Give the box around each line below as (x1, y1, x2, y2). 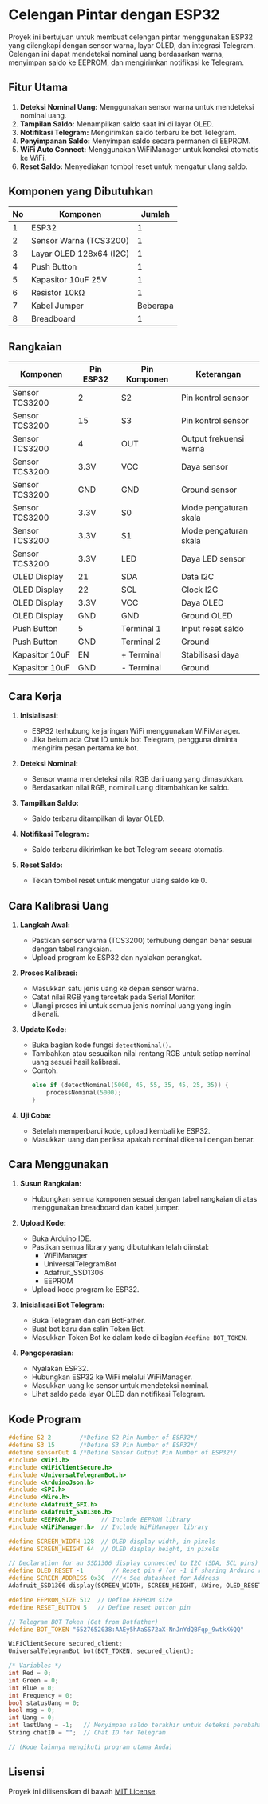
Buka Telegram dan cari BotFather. (31, 1316, 146, 1326)
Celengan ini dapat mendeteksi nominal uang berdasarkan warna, (8, 49, 225, 58)
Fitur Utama (8, 81, 69, 94)
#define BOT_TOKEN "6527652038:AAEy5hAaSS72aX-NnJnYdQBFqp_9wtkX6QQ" (8, 1626, 245, 1634)
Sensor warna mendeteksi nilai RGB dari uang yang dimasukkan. (31, 774, 244, 784)
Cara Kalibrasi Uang (8, 898, 109, 913)
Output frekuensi (180, 434, 245, 445)
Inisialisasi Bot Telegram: (19, 1300, 105, 1310)
